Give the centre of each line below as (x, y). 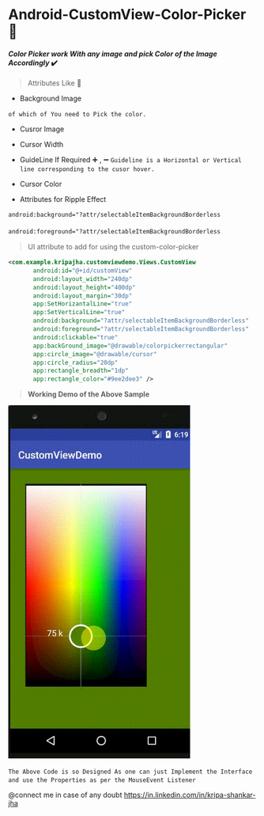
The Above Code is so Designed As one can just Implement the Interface (130, 772)
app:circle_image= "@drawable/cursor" (95, 354)
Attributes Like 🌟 (54, 83)
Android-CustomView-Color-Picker (127, 15)
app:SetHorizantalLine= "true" (83, 304)
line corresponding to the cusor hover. (87, 169)
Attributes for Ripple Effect (63, 199)
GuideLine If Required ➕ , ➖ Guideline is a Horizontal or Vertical (131, 160)
